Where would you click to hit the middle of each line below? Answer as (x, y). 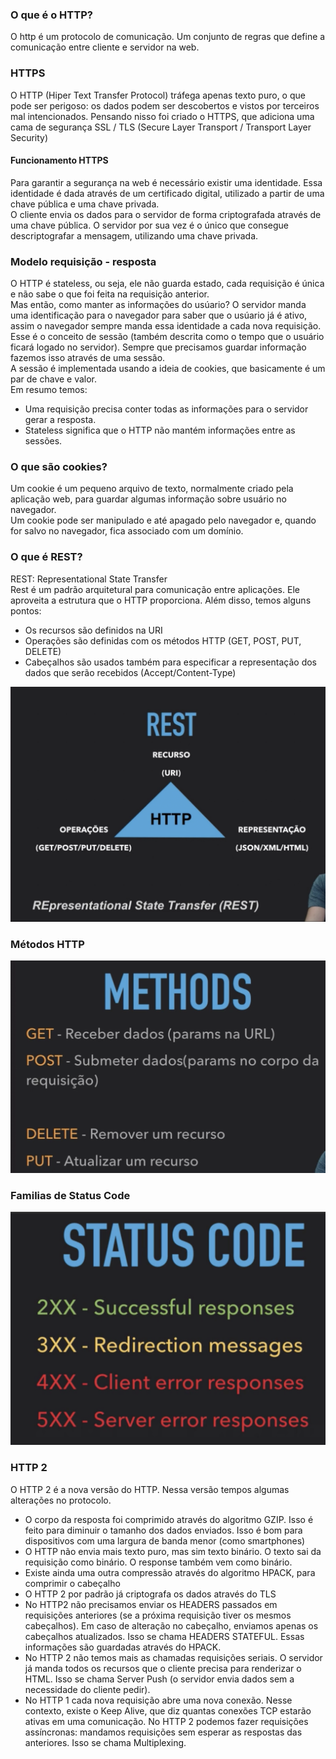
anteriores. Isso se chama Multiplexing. (105, 1742)
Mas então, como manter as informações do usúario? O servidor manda (158, 305)
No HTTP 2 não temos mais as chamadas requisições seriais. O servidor (173, 1657)
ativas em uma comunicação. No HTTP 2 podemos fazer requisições (166, 1721)
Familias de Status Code (70, 1196)
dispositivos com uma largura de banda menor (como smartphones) (165, 1540)
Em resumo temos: (49, 390)
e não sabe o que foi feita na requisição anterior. (110, 294)
